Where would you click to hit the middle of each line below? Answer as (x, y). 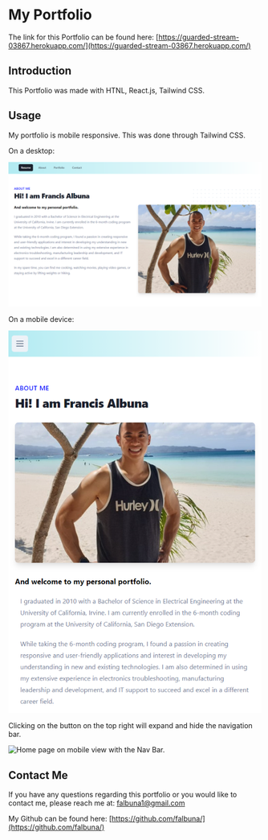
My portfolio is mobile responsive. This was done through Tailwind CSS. (127, 135)
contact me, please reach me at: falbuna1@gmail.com (97, 803)
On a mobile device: (41, 319)
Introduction (40, 71)
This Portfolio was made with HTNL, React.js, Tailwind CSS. (107, 90)
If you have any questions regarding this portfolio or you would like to (123, 795)
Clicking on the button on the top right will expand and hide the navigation (130, 726)
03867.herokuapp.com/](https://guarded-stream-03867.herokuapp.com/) (130, 45)
